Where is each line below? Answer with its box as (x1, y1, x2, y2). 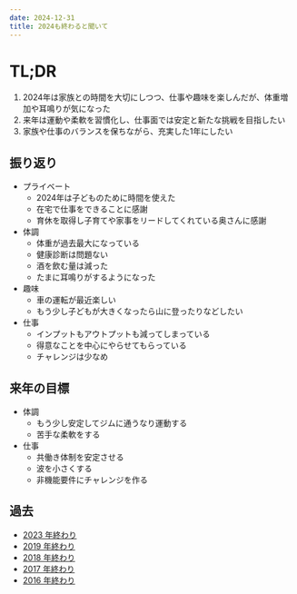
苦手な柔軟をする (35, 429, 101, 441)
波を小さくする (35, 463, 93, 474)
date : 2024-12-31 (9, 13, 75, 23)
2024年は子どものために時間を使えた (35, 193, 176, 203)
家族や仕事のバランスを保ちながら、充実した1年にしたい (22, 126, 233, 137)
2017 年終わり (22, 563, 75, 574)
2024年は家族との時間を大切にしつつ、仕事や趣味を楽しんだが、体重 (22, 92, 281, 103)
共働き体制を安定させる (35, 451, 124, 463)
